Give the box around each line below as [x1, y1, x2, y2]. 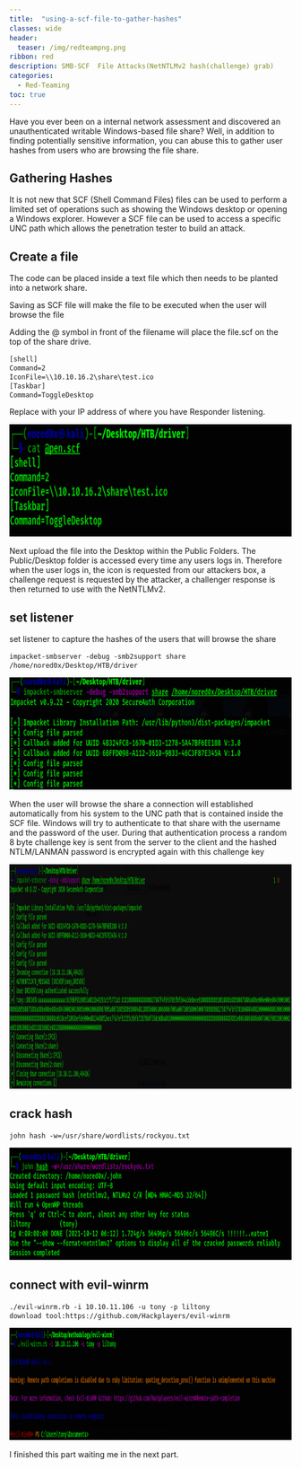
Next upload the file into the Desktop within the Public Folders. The [9, 546, 257, 557]
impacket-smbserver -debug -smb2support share [9, 652, 186, 662]
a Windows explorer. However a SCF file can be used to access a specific [9, 214, 281, 224]
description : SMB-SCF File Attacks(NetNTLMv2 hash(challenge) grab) [9, 62, 275, 71]
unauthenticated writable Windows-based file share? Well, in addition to [9, 126, 275, 136]
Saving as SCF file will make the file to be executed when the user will [9, 300, 267, 311]
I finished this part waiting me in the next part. [9, 1448, 179, 1459]
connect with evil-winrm [9, 1278, 150, 1293]
